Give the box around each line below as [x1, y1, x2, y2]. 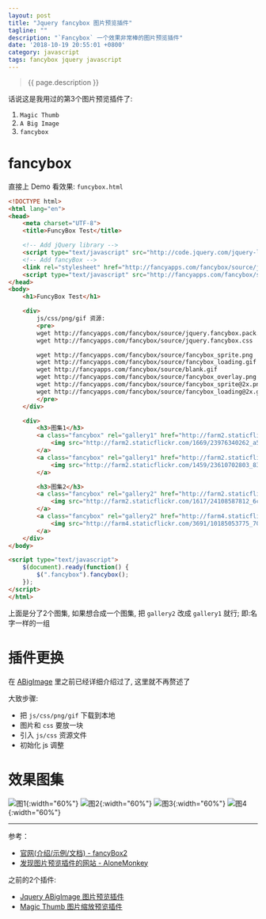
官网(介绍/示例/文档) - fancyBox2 [19, 848, 128, 857]
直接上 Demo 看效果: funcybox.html [8, 182, 123, 191]
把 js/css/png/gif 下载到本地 [19, 710, 116, 720]
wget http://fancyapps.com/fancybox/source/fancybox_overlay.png [36, 373, 257, 381]
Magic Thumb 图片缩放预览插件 [19, 902, 123, 911]
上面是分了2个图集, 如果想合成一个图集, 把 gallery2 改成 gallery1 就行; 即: [8, 608, 251, 618]
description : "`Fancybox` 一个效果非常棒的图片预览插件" [8, 33, 184, 42]
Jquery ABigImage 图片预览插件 [19, 891, 124, 901]
